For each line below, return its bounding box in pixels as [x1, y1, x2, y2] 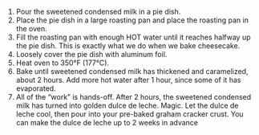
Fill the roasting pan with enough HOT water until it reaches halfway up [15, 32, 251, 42]
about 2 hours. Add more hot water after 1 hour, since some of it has [15, 76, 241, 84]
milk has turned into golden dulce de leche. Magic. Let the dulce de [15, 100, 239, 110]
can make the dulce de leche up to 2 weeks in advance [15, 118, 199, 127]
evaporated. [15, 84, 56, 93]
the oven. [15, 24, 47, 33]
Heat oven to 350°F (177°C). [15, 58, 110, 67]
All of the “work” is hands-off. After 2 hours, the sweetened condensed [15, 92, 252, 101]
